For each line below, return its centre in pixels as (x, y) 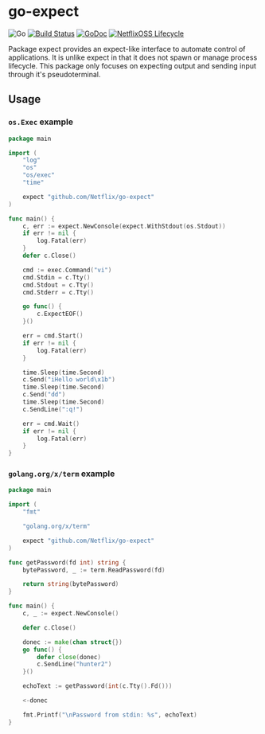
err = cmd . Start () (53, 336)
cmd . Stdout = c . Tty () (58, 285)
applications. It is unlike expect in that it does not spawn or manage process (133, 57)
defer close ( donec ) (69, 657)
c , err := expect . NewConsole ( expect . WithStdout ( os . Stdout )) (124, 226)
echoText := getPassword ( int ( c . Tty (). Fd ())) (97, 686)
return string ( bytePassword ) (71, 584)
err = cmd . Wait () (51, 424)
